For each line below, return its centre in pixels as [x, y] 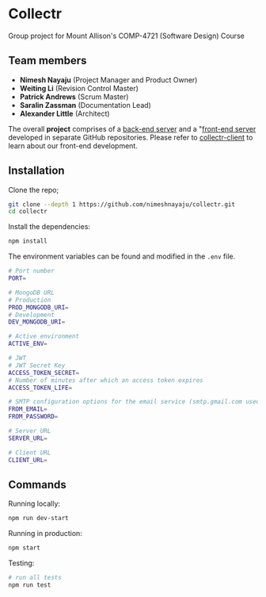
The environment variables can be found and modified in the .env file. [122, 256]
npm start [25, 548]
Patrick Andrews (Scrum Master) [74, 97]
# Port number [32, 271]
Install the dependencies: [49, 227]
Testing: [21, 563]
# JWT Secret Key [37, 365]
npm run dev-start [38, 519]
